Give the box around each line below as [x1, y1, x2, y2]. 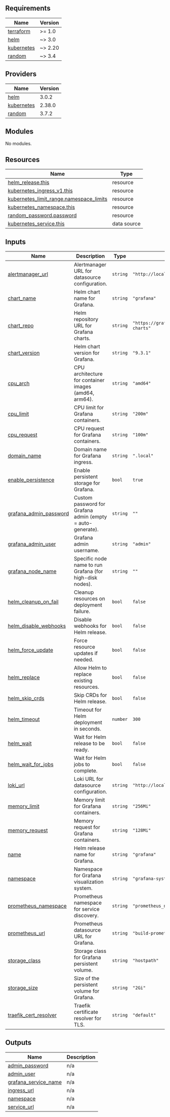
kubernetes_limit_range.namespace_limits [8, 196, 108, 203]
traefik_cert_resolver [8, 1012, 57, 1019]
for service [73, 906, 100, 913]
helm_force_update [8, 647, 53, 654]
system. [73, 885, 93, 892]
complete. [73, 767, 98, 774]
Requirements [5, 4, 51, 13]
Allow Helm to [73, 664, 107, 672]
